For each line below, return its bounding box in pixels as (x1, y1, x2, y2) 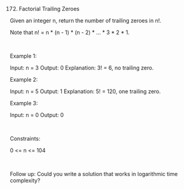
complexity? (10, 177, 41, 184)
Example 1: (10, 52, 37, 60)
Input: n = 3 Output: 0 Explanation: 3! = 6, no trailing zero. (10, 64, 154, 71)
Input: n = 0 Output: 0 (10, 111, 64, 118)
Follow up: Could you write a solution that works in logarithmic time (10, 171, 178, 177)
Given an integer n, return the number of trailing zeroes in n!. (10, 17, 162, 24)
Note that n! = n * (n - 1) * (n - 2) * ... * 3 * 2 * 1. (10, 29, 130, 36)
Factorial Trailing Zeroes (18, 5, 80, 12)
